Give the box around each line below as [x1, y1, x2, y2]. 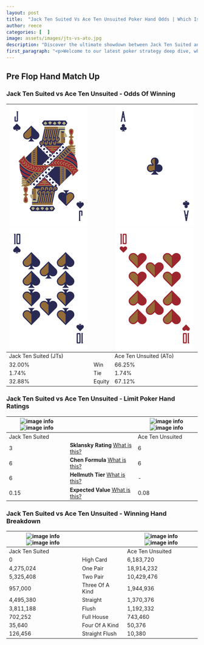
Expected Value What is [69, 486, 131, 493]
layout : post [6, 10, 39, 16]
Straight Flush [81, 630, 117, 637]
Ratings [6, 402, 30, 411]
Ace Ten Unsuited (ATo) [114, 353, 174, 360]
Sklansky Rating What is [69, 441, 132, 448]
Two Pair [81, 573, 104, 580]
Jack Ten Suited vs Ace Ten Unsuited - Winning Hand [6, 510, 167, 518]
